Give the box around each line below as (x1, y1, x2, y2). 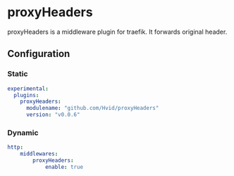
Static (7, 69, 28, 79)
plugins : (13, 92, 39, 99)
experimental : (7, 85, 49, 92)
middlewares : (20, 151, 58, 158)
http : (7, 144, 23, 151)
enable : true (44, 163, 83, 170)
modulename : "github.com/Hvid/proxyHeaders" (25, 105, 159, 112)
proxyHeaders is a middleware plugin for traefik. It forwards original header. (7, 27, 228, 36)
